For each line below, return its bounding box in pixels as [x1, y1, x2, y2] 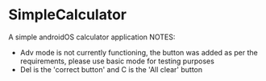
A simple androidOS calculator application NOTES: [8, 32, 176, 42]
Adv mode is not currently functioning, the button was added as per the [19, 47, 258, 57]
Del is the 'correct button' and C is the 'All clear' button [19, 64, 203, 74]
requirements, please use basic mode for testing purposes [19, 56, 215, 66]
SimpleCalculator [8, 6, 127, 24]
